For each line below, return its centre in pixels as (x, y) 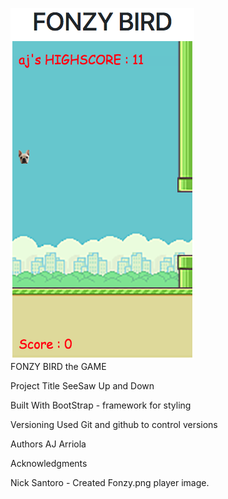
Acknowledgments (49, 463)
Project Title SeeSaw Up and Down (82, 386)
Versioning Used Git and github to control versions (114, 424)
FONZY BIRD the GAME (58, 366)
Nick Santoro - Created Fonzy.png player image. (110, 482)
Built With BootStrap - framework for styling (101, 405)
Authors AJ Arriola (48, 444)
